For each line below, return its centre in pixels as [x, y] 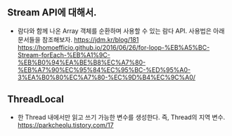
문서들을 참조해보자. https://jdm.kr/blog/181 [78, 39]
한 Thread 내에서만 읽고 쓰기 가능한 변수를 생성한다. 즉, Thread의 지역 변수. [121, 117]
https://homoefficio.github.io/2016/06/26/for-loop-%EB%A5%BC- [114, 47]
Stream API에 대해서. [52, 13]
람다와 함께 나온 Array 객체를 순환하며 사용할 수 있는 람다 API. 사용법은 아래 [121, 31]
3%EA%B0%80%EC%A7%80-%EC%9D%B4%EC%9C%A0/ [106, 77]
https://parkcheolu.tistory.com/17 [65, 125]
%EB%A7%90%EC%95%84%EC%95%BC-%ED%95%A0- [104, 69]
